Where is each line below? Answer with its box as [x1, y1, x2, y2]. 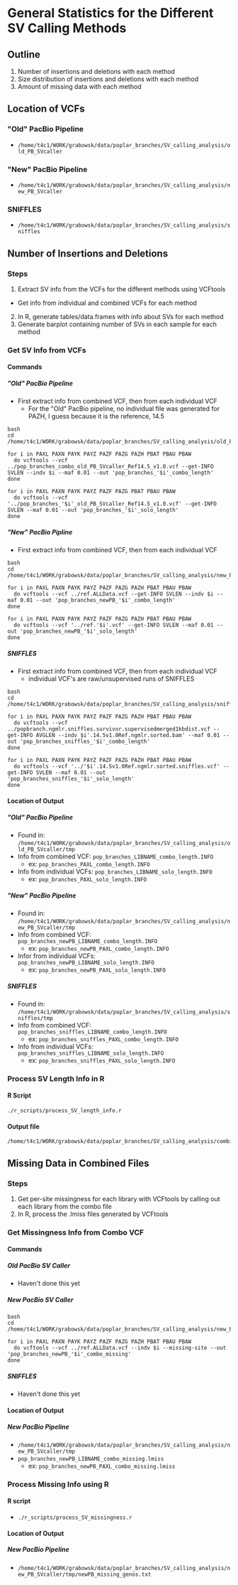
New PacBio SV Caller [7, 1295, 74, 1304]
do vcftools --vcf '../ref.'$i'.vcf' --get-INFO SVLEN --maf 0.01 [13, 622, 214, 629]
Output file [7, 1122, 40, 1131]
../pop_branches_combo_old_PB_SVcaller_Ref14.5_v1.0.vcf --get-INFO [7, 463, 214, 471]
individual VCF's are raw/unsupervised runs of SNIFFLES [28, 675, 195, 683]
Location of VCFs [7, 103, 85, 115]
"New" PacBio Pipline [7, 528, 73, 537]
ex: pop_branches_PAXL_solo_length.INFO [28, 874, 147, 883]
